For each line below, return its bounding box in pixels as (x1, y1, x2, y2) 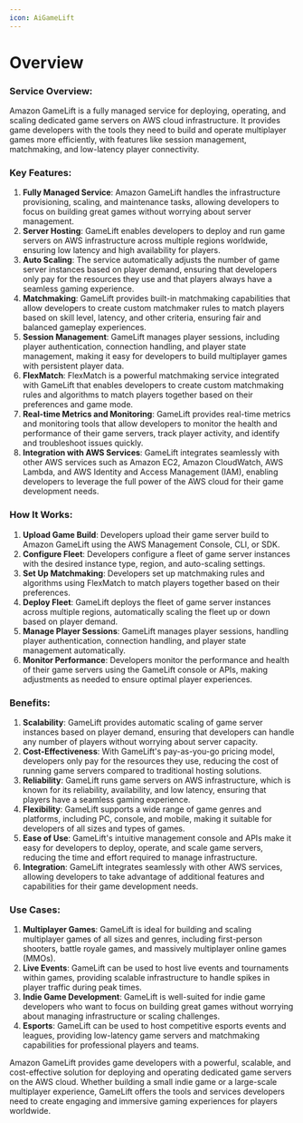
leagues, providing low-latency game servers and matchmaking (22, 1030, 260, 1041)
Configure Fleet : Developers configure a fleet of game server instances (22, 548, 291, 559)
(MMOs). (22, 953, 56, 964)
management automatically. (22, 645, 127, 656)
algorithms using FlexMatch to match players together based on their (22, 577, 280, 588)
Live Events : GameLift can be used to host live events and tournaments (22, 962, 289, 973)
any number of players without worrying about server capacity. (22, 737, 259, 747)
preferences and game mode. (22, 399, 134, 410)
